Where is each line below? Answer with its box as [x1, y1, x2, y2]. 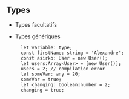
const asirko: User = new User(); [21, 55, 108, 61]
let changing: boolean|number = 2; [21, 81, 111, 87]
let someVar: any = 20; [21, 71, 81, 77]
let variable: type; [21, 44, 73, 50]
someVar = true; [21, 76, 62, 83]
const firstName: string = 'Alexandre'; [21, 50, 124, 56]
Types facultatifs [15, 21, 58, 28]
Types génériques [15, 33, 61, 40]
